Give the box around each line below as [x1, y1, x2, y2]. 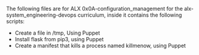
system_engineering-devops [6, 11, 76, 19]
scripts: [6, 18, 25, 25]
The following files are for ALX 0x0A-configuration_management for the [6, 5, 183, 12]
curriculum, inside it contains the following [77, 11, 182, 19]
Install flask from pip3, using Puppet [14, 36, 104, 42]
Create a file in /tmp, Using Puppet [14, 29, 100, 36]
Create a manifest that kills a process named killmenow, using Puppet [14, 42, 186, 49]
